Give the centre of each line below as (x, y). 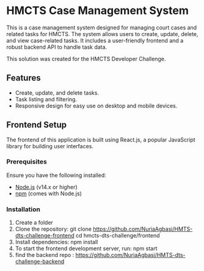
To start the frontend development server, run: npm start (86, 248)
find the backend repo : (45, 255)
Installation (24, 209)
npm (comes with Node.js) (49, 193)
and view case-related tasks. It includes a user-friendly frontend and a (95, 40)
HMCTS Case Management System (98, 11)
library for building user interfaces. (50, 146)
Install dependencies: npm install (56, 242)
